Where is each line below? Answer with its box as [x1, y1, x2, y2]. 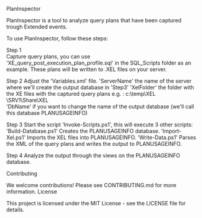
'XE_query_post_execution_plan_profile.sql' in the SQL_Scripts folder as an [6, 60, 192, 66]
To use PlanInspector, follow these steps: [6, 35, 109, 42]
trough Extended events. [6, 23, 68, 30]
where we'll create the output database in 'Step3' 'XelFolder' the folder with [6, 84, 194, 91]
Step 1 [6, 46, 22, 54]
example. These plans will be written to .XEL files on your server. [6, 66, 167, 73]
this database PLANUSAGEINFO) [6, 110, 88, 116]
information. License [6, 188, 57, 195]
